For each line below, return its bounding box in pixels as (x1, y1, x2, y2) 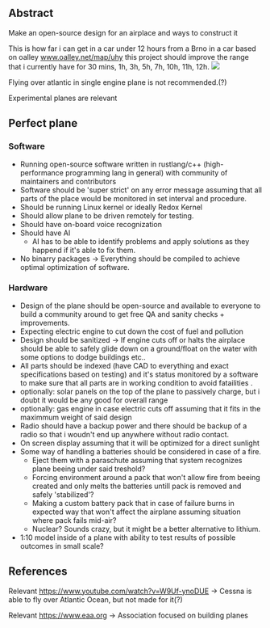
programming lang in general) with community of (65, 167, 228, 177)
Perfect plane (8, 116, 78, 130)
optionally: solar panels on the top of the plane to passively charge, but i (19, 386, 260, 396)
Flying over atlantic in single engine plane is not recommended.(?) (8, 77, 227, 87)
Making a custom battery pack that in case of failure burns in (31, 498, 235, 508)
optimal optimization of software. (19, 262, 131, 272)
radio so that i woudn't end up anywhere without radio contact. (19, 429, 230, 439)
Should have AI (19, 228, 71, 238)
